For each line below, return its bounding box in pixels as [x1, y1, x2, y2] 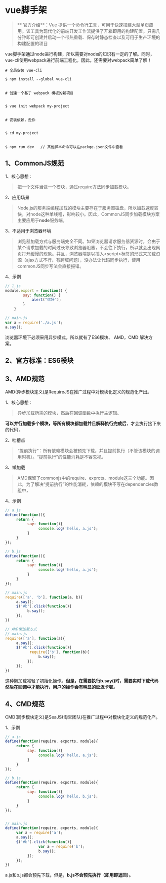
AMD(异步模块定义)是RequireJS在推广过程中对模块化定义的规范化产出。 [5, 388, 152, 394]
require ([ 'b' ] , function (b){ [29, 650, 90, 655]
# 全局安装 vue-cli [5, 68, 42, 73]
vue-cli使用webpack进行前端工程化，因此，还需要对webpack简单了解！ [5, 57, 152, 63]
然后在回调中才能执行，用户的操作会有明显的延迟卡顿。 [5, 684, 118, 690]
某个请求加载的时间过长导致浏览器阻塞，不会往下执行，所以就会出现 [17, 244, 156, 250]
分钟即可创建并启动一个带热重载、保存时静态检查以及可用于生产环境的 [17, 34, 161, 40]
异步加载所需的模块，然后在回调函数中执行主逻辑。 [17, 410, 122, 416]
